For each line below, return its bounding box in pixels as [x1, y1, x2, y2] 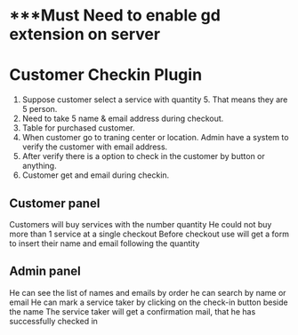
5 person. [21, 104, 58, 115]
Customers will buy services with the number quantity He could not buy [9, 219, 272, 229]
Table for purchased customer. [21, 123, 135, 133]
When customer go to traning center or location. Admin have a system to [21, 132, 289, 143]
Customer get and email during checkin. [21, 170, 170, 180]
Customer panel [9, 195, 101, 211]
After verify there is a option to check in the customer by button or [21, 151, 265, 162]
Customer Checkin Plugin [9, 65, 203, 85]
